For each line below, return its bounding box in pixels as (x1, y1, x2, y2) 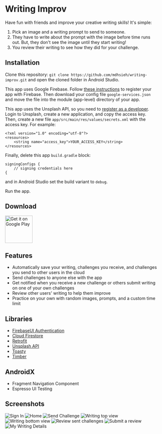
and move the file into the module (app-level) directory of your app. (5, 96, 140, 102)
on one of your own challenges (12, 285, 74, 291)
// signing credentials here (14, 166, 73, 171)
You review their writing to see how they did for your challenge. (12, 44, 140, 50)
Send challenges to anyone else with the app (12, 275, 102, 281)
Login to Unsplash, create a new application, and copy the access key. (5, 111, 146, 117)
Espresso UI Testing (12, 386, 53, 392)
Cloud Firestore (12, 333, 43, 339)
